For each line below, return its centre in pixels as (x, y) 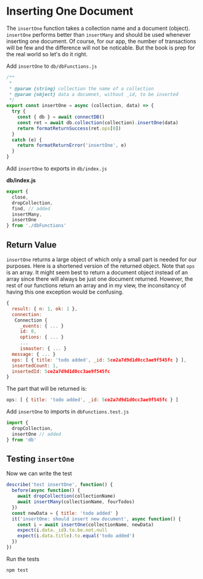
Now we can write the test (39, 474)
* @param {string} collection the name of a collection (81, 89)
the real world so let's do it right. (47, 54)
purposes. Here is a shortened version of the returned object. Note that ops (101, 266)
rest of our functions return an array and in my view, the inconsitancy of (96, 285)
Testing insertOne (41, 459)
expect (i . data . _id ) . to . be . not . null (62, 530)
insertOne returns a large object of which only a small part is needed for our (101, 259)
